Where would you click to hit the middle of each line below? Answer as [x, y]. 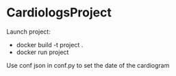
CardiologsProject [59, 13]
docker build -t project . [50, 45]
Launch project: [28, 31]
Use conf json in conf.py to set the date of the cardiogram [88, 65]
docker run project [42, 52]
